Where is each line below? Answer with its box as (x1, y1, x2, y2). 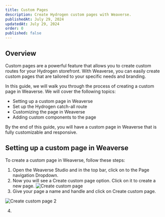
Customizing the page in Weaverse (12, 108, 86, 115)
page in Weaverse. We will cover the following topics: (5, 88, 116, 94)
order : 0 (5, 26, 24, 31)
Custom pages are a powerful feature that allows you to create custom (5, 62, 151, 68)
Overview (5, 49, 37, 58)
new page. (12, 183, 35, 189)
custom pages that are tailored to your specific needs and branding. (5, 73, 146, 79)
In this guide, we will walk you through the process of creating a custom (5, 83, 154, 89)
